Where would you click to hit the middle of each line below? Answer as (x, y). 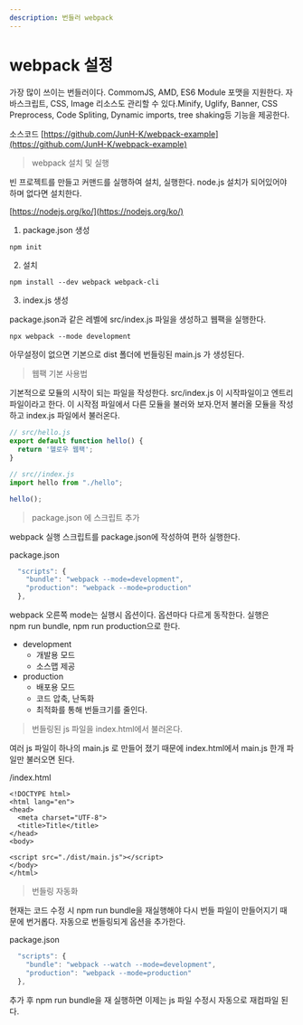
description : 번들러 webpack (62, 18)
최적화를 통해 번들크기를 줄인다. (91, 710)
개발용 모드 (55, 655)
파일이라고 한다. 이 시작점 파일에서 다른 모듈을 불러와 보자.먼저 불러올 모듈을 (143, 404)
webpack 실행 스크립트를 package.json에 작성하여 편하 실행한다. (125, 536)
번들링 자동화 (55, 891)
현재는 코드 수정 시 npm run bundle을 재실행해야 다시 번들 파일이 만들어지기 (144, 910)
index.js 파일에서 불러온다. (73, 416)
